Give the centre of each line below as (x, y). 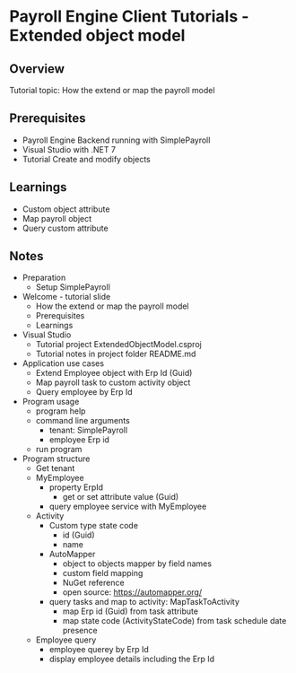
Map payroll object (57, 218)
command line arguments (83, 421)
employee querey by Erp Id (99, 650)
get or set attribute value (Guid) (121, 497)
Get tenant (55, 468)
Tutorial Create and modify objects (86, 159)
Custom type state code (94, 526)
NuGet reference (93, 583)
